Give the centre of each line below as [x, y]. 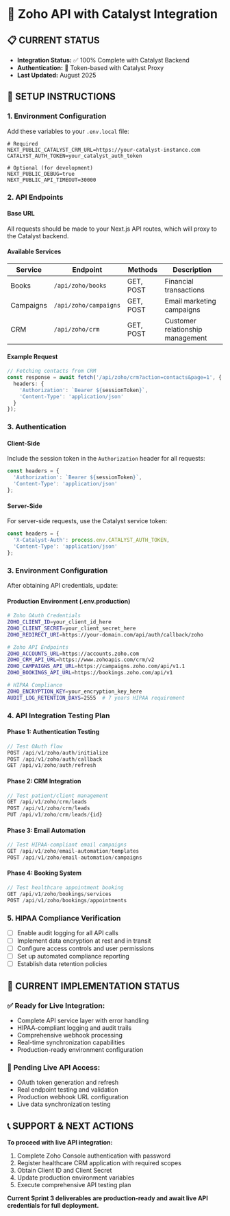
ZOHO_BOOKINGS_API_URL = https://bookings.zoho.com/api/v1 [90, 673]
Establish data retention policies [62, 964]
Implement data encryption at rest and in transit [84, 941]
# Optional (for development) [50, 168]
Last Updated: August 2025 [56, 75]
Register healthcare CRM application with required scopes [99, 1163]
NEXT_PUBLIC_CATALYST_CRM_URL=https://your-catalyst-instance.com [104, 150]
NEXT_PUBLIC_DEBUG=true [41, 174]
